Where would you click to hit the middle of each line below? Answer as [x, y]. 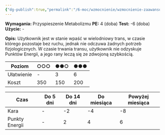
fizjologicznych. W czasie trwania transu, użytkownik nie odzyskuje [73, 49]
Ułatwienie [20, 74]
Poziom [20, 66]
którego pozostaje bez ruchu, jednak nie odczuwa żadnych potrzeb [73, 43]
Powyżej [138, 96]
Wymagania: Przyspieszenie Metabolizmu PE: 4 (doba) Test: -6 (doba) [78, 24]
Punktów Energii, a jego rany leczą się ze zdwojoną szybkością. [69, 54]
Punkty [16, 119]
